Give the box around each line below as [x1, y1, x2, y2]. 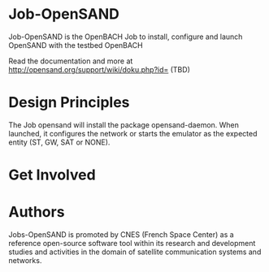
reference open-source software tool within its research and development [8, 239, 256, 248]
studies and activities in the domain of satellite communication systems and [8, 247, 262, 257]
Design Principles [8, 93, 130, 112]
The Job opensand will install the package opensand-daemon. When [8, 119, 240, 130]
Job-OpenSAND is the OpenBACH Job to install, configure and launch [8, 32, 243, 41]
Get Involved [8, 166, 96, 184]
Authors [8, 203, 65, 222]
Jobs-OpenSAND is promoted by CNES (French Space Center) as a [8, 230, 234, 240]
